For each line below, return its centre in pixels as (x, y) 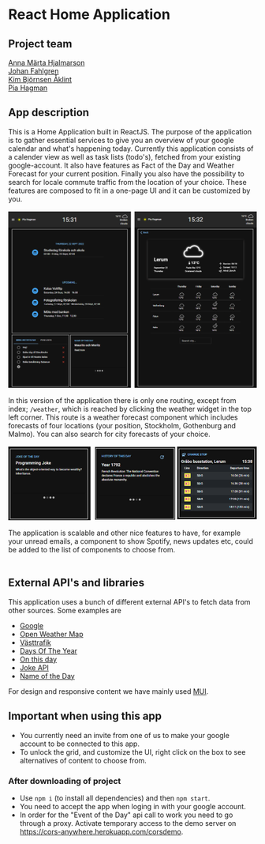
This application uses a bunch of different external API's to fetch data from (129, 601)
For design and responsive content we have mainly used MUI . (108, 691)
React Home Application (90, 15)
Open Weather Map (51, 634)
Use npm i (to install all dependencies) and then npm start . (115, 798)
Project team (40, 44)
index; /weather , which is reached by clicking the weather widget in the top (130, 409)
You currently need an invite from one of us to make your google (125, 735)
